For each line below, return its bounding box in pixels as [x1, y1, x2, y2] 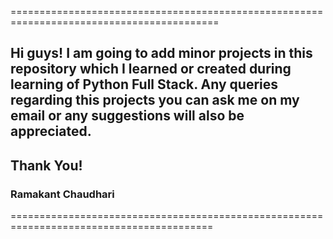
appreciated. [10, 123, 92, 140]
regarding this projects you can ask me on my [10, 92, 300, 109]
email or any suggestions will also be [10, 107, 245, 125]
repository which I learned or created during [10, 61, 292, 78]
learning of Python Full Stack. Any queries [10, 76, 279, 93]
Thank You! [10, 157, 83, 174]
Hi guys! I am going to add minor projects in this [10, 45, 313, 62]
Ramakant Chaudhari [10, 187, 115, 201]
